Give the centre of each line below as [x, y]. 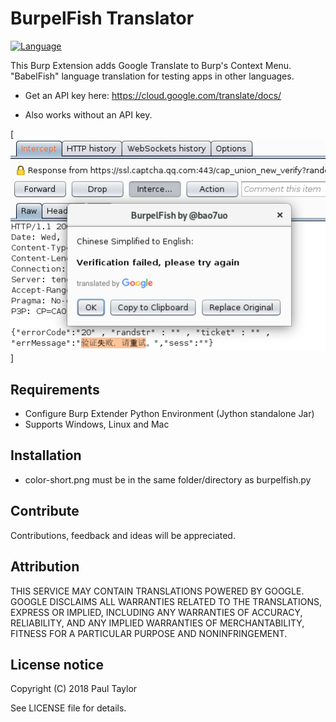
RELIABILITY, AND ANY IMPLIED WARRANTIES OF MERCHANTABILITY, [157, 623]
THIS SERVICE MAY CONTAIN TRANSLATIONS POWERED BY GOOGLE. [157, 591]
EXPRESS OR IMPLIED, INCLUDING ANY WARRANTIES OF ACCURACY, [156, 612]
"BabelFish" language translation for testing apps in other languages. [152, 76]
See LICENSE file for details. [68, 708]
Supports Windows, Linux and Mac [97, 424]
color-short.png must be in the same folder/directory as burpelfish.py [168, 479]
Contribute [45, 511]
